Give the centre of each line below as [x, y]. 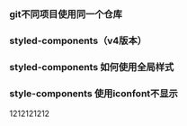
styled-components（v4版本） [78, 40]
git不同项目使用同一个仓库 [66, 13]
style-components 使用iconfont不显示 [93, 94]
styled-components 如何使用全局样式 [92, 67]
